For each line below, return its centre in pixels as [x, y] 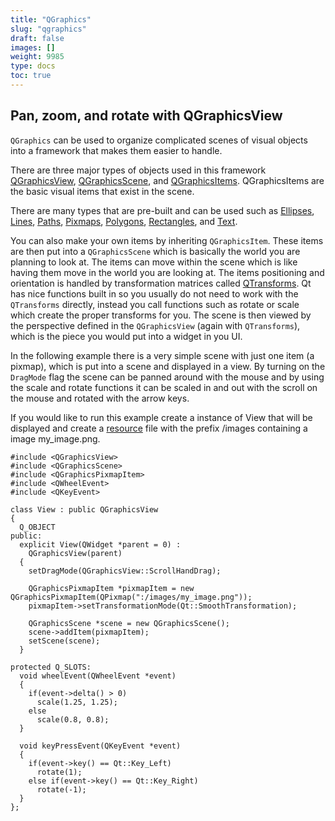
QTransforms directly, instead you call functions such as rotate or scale [155, 304]
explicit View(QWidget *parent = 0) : [100, 544]
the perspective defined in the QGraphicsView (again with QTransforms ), [155, 325]
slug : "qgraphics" [48, 29]
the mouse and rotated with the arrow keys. [100, 398]
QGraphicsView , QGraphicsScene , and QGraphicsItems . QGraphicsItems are [167, 180]
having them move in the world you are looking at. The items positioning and [167, 272]
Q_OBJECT [37, 527]
